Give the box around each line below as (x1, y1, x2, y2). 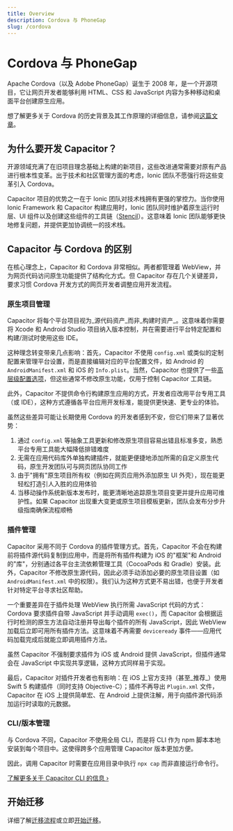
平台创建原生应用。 (13, 97, 68, 105)
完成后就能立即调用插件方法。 (25, 635, 111, 643)
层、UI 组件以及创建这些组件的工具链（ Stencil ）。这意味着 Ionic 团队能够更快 (7, 212, 226, 220)
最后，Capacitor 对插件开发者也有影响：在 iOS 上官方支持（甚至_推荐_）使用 (7, 673, 227, 681)
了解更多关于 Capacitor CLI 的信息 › (7, 773, 109, 782)
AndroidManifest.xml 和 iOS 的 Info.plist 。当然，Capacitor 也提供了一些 (7, 366, 218, 374)
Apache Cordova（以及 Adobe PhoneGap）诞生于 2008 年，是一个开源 (7, 79, 212, 88)
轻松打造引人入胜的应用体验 (17, 480, 97, 488)
